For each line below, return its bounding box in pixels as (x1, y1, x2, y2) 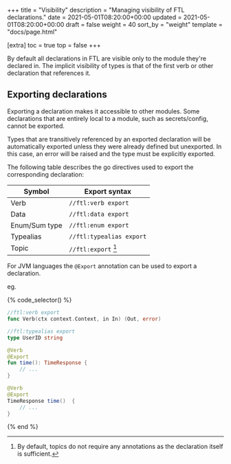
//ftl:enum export (69, 221, 129, 229)
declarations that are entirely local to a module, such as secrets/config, (7, 114, 208, 122)
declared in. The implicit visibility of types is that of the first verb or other (7, 62, 214, 69)
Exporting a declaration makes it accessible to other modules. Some (7, 107, 200, 115)
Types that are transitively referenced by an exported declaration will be (7, 135, 211, 143)
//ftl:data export (69, 210, 129, 218)
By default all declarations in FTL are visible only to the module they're (7, 54, 207, 63)
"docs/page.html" (7, 27, 58, 36)
